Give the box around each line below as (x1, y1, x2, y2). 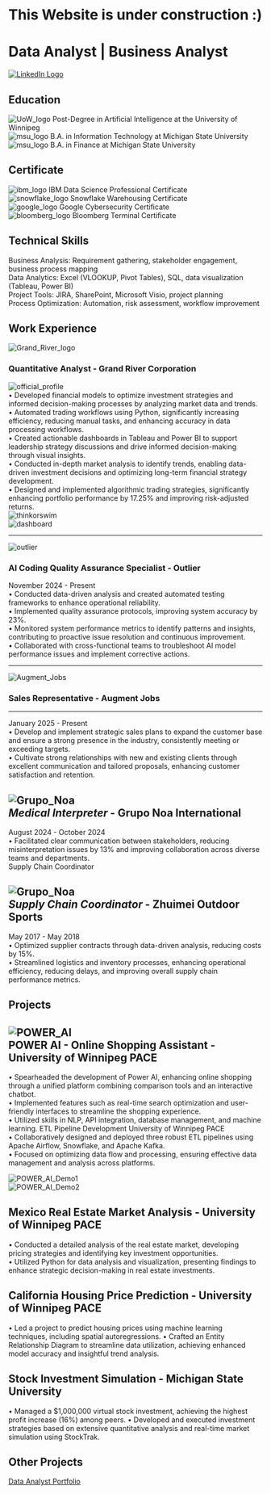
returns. (8, 501, 35, 511)
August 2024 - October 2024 (8, 828, 106, 837)
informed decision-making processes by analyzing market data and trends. (8, 398, 258, 409)
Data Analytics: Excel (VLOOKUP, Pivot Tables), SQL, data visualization (8, 272, 244, 282)
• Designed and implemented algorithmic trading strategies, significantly (8, 485, 250, 494)
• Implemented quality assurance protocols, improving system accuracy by (8, 606, 258, 615)
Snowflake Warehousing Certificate (69, 193, 188, 203)
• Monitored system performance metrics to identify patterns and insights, (8, 623, 256, 633)
